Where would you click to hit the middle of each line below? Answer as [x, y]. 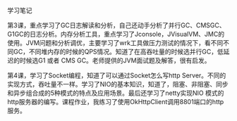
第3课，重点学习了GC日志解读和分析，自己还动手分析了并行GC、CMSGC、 [116, 25]
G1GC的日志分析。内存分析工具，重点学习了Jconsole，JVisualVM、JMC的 [116, 34]
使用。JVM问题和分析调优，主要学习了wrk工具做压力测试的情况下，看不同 [115, 43]
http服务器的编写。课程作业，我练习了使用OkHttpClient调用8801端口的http [116, 102]
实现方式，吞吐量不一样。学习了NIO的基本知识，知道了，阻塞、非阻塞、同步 [118, 84]
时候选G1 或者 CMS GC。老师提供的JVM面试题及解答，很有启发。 [115, 60]
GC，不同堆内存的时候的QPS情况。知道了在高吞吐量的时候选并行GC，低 [118, 52]
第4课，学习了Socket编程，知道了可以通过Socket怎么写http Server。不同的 [117, 75]
